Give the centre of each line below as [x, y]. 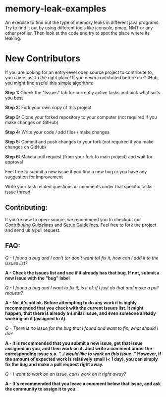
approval [14, 162]
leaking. [13, 38]
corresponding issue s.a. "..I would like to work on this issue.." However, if [83, 354]
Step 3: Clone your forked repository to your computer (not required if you [81, 117]
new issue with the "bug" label [38, 278]
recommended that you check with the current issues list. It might [74, 308]
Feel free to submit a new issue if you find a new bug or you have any [76, 171]
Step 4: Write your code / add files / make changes [57, 132]
